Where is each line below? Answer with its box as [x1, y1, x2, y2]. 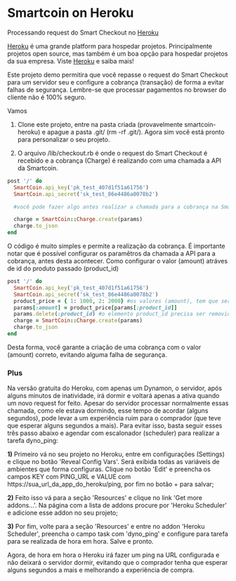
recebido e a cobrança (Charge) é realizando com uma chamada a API [17, 156, 222, 165]
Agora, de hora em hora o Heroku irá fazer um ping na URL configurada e [7, 551, 220, 559]
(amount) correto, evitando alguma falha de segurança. [7, 350, 167, 358]
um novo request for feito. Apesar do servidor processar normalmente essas [7, 399, 229, 408]
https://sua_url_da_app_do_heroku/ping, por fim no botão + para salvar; [7, 480, 214, 489]
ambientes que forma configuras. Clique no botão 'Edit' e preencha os [7, 465, 211, 473]
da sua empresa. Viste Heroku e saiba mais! [7, 56, 135, 65]
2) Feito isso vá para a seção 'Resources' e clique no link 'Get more [7, 494, 202, 502]
